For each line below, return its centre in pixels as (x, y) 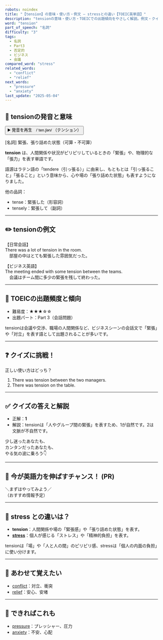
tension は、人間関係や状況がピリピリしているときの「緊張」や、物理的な (79, 153)
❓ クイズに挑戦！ (30, 356)
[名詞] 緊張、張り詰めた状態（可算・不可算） (50, 142)
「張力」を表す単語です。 (30, 159)
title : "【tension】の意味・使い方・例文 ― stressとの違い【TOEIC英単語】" (76, 14)
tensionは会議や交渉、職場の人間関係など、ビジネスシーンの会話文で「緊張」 (81, 328)
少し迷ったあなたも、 (26, 441)
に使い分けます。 (22, 552)
